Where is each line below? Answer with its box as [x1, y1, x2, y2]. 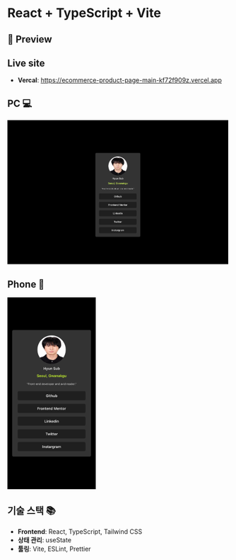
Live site [7, 57, 45, 69]
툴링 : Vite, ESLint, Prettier [17, 544, 91, 553]
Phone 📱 [7, 278, 45, 290]
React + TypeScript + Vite [7, 5, 161, 21]
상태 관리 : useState [17, 535, 72, 544]
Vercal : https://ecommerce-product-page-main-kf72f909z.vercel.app [17, 76, 223, 84]
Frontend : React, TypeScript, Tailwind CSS [17, 527, 143, 536]
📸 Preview [7, 33, 52, 45]
